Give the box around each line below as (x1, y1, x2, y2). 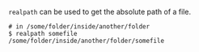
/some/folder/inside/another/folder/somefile (8, 37, 164, 45)
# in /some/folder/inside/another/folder (8, 23, 150, 31)
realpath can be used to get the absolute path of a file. (8, 7, 192, 16)
